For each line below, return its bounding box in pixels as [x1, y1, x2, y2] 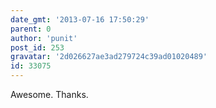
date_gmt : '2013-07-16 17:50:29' [10, 14, 150, 25]
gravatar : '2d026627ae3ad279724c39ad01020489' [10, 52, 208, 62]
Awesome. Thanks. [10, 89, 89, 100]
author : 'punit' [10, 33, 78, 43]
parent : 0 [10, 24, 52, 34]
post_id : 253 [10, 42, 65, 53]
